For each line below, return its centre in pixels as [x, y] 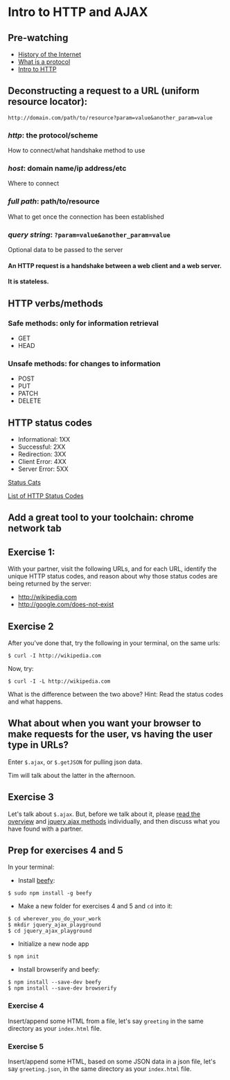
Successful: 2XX [42, 447]
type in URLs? [38, 745]
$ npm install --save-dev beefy [54, 982]
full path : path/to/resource [54, 201]
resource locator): [48, 102]
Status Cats [24, 482]
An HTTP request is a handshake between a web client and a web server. [115, 265]
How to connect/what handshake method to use [77, 151]
